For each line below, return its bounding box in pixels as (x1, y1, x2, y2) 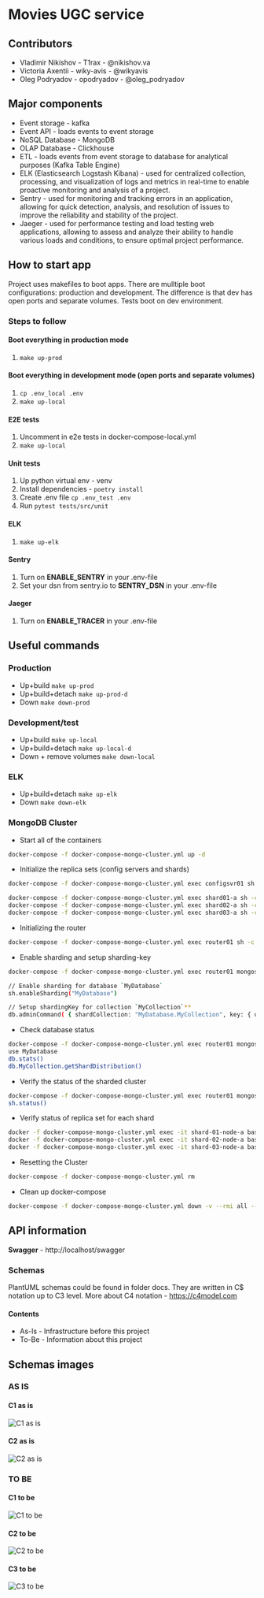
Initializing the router (19, 923, 86, 932)
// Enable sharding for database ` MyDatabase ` (8, 982, 163, 990)
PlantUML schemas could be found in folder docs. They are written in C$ (8, 1282, 244, 1291)
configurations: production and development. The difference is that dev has (8, 288, 253, 297)
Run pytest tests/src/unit (19, 501, 108, 511)
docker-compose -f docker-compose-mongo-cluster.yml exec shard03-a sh (8, 909, 247, 917)
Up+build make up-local (19, 734, 98, 744)
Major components (8, 97, 104, 111)
